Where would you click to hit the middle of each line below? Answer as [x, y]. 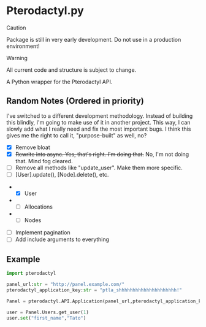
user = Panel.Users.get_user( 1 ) [48, 312]
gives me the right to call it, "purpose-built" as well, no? [77, 135]
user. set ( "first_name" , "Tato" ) [46, 318]
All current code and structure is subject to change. [71, 70]
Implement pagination [43, 233]
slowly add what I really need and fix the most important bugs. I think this [99, 129]
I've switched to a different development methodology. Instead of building [100, 116]
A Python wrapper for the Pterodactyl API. [59, 82]
